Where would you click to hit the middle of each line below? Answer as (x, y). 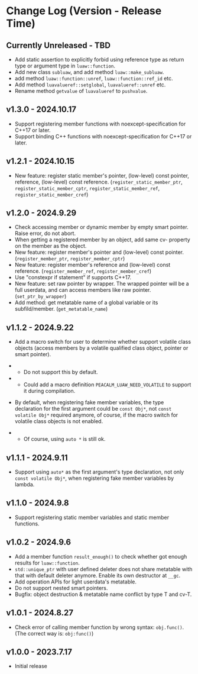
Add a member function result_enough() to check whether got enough (101, 556)
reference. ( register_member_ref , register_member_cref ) (83, 271)
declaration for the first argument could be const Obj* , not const (93, 409)
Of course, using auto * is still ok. (64, 439)
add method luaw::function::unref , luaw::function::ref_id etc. (94, 78)
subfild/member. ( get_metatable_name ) (61, 309)
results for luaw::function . (47, 563)
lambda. (25, 485)
